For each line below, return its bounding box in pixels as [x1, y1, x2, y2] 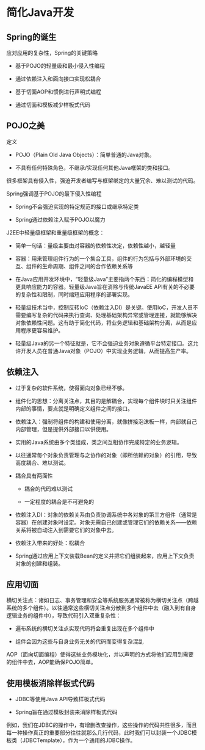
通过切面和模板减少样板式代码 [15, 101, 90, 108]
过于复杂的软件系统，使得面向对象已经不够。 [15, 384, 128, 391]
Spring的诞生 [6, 32, 57, 42]
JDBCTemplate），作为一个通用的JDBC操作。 [22, 737, 136, 744]
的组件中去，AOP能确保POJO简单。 [6, 658, 96, 666]
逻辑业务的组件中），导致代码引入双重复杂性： [6, 612, 121, 619]
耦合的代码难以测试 [24, 485, 73, 492]
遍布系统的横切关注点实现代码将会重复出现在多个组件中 [15, 625, 154, 632]
